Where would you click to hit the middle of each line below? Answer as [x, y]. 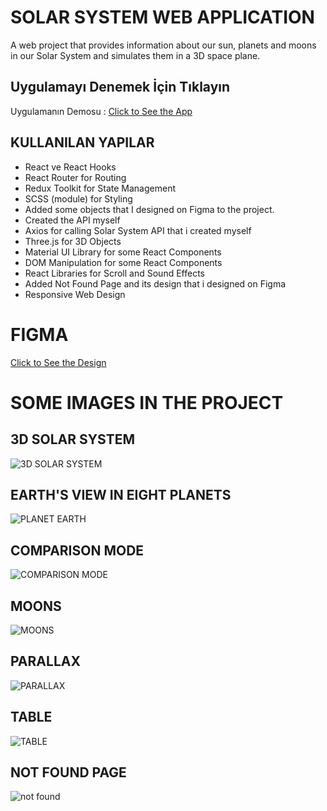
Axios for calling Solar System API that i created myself [138, 230]
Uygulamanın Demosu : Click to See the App [101, 111]
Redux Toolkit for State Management [100, 188]
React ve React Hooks [70, 167]
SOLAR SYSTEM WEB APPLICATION [162, 17]
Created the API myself [72, 220]
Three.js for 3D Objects [73, 241]
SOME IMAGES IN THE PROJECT [147, 402]
